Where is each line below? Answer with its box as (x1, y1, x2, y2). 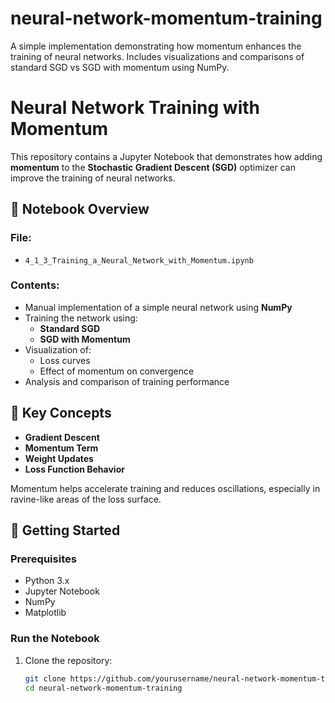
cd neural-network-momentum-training (24, 683, 183, 693)
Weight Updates (24, 452, 94, 464)
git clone (24, 673, 67, 684)
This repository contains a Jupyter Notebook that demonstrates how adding (10, 150, 323, 162)
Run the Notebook (10, 632, 100, 646)
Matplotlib (24, 607, 67, 619)
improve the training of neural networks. (10, 172, 176, 184)
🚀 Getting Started (10, 522, 121, 539)
